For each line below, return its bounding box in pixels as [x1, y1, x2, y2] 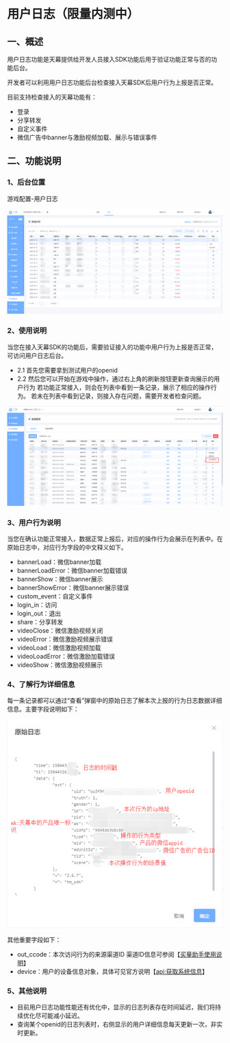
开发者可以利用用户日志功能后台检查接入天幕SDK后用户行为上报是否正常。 [7, 78, 218, 86]
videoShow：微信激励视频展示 [16, 661, 103, 669]
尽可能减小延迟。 [35, 1011, 84, 1020]
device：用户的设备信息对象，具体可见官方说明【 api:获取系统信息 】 [16, 967, 209, 975]
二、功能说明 [7, 155, 62, 167]
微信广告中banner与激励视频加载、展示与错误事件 [16, 133, 157, 141]
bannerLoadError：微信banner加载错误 [16, 567, 128, 575]
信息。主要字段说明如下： [7, 705, 79, 714]
